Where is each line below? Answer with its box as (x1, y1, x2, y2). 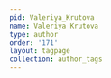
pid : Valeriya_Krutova (9, 13, 95, 22)
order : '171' (9, 38, 59, 48)
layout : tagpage (9, 47, 70, 56)
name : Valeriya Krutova (9, 22, 99, 30)
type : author (9, 30, 59, 39)
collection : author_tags (9, 55, 103, 64)
